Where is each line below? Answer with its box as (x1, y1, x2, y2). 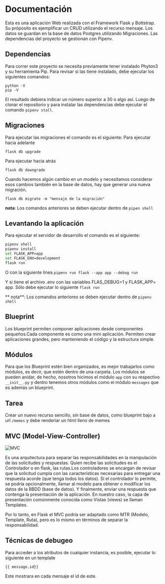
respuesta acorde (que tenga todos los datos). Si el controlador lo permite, (5, 476, 157, 481)
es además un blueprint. (5, 385, 54, 391)
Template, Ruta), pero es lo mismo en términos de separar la (5, 517, 128, 523)
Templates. (5, 502, 28, 508)
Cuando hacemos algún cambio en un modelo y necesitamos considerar (5, 176, 153, 182)
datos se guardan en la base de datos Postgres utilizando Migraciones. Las (5, 30, 158, 36)
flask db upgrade (5, 149, 41, 154)
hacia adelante (5, 140, 36, 146)
